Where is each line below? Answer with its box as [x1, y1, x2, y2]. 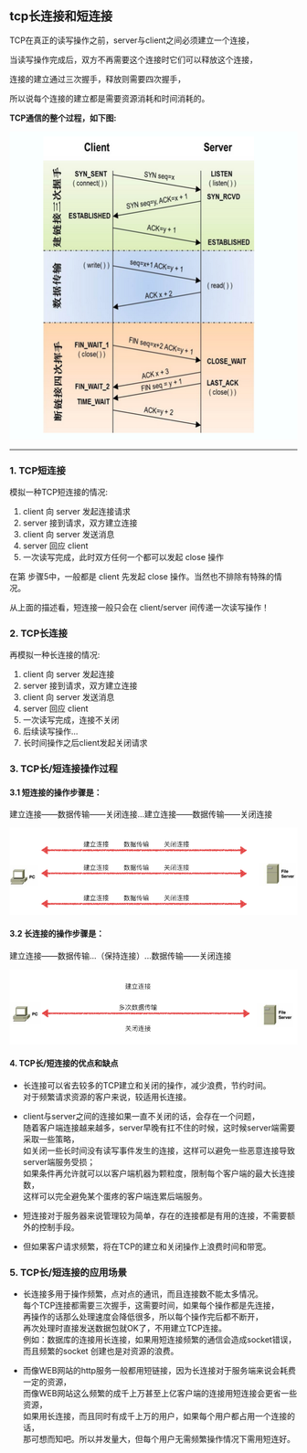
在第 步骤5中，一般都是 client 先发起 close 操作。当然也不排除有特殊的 [9, 571, 275, 582]
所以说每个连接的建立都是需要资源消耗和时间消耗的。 [9, 92, 210, 103]
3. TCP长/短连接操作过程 [9, 762, 119, 775]
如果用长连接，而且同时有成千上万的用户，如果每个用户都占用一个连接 [22, 1411, 288, 1422]
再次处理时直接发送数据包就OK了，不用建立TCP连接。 [22, 1323, 227, 1334]
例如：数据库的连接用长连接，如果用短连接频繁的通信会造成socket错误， [22, 1334, 297, 1345]
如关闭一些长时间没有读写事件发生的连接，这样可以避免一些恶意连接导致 [22, 1145, 295, 1156]
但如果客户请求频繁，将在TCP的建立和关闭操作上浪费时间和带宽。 [22, 1241, 271, 1252]
